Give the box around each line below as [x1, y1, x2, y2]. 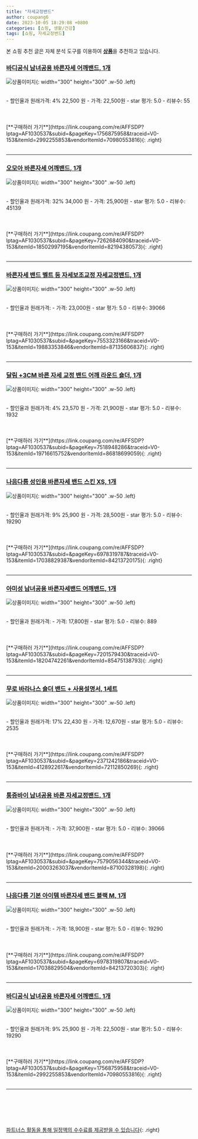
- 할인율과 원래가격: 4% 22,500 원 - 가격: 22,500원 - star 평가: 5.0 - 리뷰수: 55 [6, 97, 190, 104]
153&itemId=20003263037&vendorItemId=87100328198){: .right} [6, 864, 165, 871]
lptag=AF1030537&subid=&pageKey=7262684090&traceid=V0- [6, 237, 161, 244]
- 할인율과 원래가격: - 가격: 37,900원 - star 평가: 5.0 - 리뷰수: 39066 [6, 825, 165, 832]
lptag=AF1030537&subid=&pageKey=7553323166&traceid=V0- [6, 337, 160, 344]
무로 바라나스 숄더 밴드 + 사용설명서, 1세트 [6, 685, 118, 693]
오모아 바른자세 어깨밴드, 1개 [6, 164, 82, 172]
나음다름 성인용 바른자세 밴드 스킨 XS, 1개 [6, 477, 117, 486]
